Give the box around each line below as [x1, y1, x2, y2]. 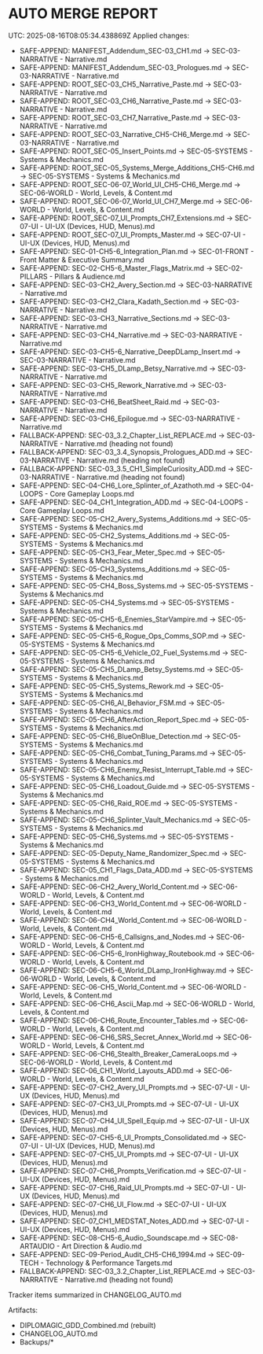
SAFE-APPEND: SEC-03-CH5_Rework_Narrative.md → [19, 380, 196, 389]
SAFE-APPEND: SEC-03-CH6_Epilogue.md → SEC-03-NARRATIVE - [19, 414, 241, 423]
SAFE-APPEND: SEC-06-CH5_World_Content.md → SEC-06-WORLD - [19, 982, 247, 991]
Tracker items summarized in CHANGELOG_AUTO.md [8, 1289, 182, 1299]
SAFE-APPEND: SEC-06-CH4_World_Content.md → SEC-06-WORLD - [19, 915, 247, 924]
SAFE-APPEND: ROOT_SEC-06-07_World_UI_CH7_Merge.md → [19, 196, 222, 205]
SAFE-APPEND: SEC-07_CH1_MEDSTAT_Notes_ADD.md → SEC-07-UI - [19, 1216, 250, 1226]
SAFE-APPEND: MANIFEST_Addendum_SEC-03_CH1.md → [19, 46, 210, 55]
